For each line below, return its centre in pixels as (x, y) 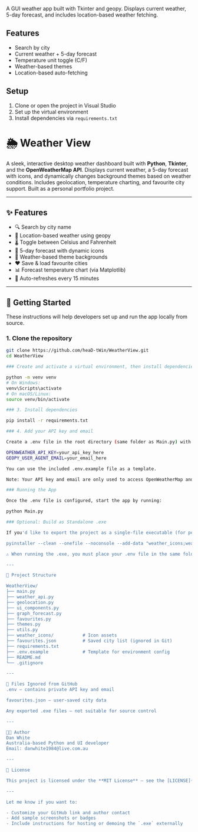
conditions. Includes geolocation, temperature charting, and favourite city (95, 182)
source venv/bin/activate (38, 399)
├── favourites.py (29, 619)
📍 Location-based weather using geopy (62, 236)
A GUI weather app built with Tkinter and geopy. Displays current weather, (96, 9)
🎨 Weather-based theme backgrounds (61, 257)
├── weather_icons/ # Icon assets (62, 635)
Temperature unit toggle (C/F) (51, 60)
